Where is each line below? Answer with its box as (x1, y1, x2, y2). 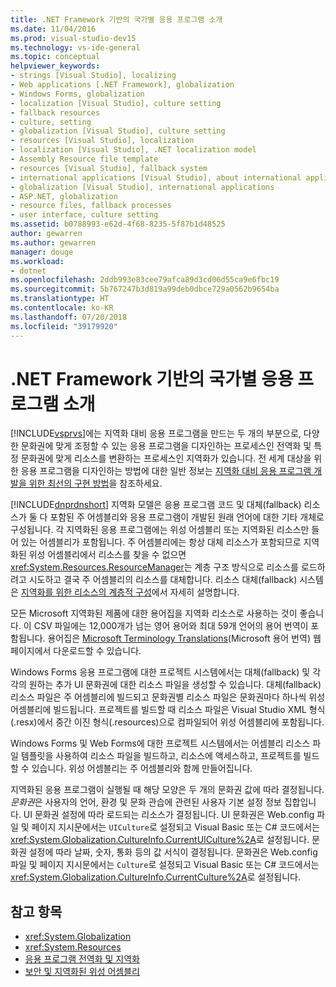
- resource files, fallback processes (10, 201, 172, 211)
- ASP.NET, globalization (10, 191, 118, 201)
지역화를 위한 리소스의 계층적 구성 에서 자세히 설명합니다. (20, 586, 240, 598)
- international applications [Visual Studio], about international (10, 172, 302, 183)
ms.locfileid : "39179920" (10, 321, 118, 331)
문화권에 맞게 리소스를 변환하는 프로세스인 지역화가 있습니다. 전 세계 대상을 (20, 452, 312, 465)
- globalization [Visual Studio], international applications (10, 182, 275, 192)
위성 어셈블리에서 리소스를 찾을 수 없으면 (28, 549, 187, 561)
